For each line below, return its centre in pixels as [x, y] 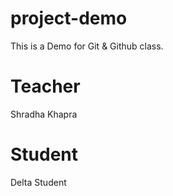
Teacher [45, 86]
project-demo [69, 18]
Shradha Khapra [44, 114]
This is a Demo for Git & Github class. [87, 46]
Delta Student [38, 182]
